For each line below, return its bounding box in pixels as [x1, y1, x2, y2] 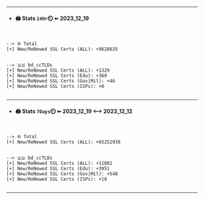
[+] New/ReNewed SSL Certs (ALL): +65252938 [6, 139, 121, 146]
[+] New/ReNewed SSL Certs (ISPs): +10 [6, 177, 107, 183]
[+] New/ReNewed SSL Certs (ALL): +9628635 [6, 46, 118, 52]
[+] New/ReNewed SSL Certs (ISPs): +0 [6, 83, 104, 90]
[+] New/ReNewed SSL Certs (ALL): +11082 [6, 160, 113, 167]
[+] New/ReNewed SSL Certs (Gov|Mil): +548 [6, 171, 118, 177]
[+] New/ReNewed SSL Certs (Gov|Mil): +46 [6, 78, 115, 84]
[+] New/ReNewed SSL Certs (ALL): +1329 [6, 67, 110, 73]
